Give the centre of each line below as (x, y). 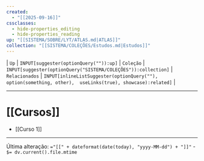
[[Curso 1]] (29, 129)
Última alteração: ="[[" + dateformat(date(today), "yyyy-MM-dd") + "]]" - (101, 146)
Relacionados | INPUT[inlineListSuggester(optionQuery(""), (82, 76)
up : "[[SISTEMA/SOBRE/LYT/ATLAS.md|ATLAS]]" (63, 40)
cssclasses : (21, 23)
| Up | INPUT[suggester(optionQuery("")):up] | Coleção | (76, 63)
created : (17, 12)
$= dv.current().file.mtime (42, 152)
